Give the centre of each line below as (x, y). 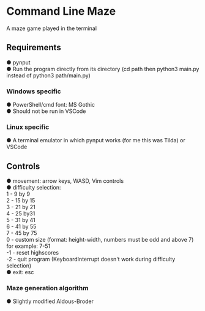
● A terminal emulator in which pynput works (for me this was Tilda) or (96, 140)
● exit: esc (20, 272)
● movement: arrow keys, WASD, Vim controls (65, 181)
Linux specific (28, 127)
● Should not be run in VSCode (46, 111)
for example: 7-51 (28, 246)
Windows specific (34, 91)
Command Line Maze (61, 11)
